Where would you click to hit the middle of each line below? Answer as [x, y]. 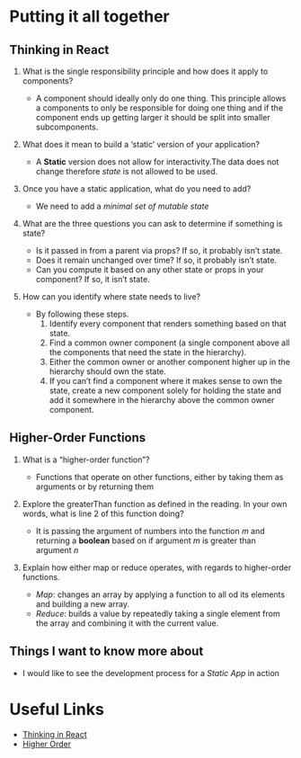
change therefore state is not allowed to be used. [127, 171]
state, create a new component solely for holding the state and [165, 390]
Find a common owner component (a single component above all [169, 343]
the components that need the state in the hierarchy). [148, 352]
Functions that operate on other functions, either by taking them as [159, 477]
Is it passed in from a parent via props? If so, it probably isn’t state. [159, 250]
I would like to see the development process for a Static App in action [151, 673]
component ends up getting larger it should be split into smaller [153, 117]
